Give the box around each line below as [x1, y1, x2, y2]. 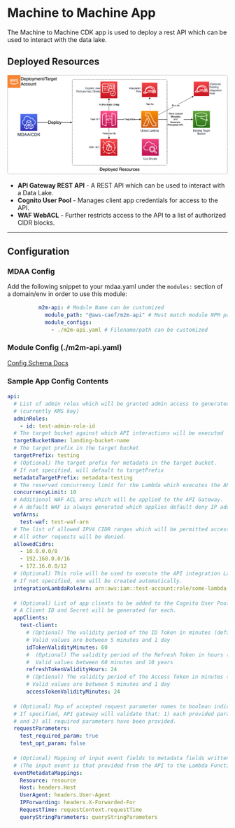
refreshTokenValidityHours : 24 [25, 666, 117, 673]
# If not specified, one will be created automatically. [13, 577, 183, 584]
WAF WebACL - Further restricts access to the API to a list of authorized [17, 211, 226, 220]
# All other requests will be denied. [13, 533, 127, 540]
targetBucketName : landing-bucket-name [13, 437, 130, 444]
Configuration [7, 245, 70, 257]
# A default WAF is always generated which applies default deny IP [13, 504, 218, 511]
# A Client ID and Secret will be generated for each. [13, 607, 177, 614]
